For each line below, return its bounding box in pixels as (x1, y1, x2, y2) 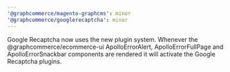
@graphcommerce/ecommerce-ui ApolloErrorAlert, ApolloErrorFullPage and (7, 43, 224, 51)
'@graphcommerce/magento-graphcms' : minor (7, 10, 131, 17)
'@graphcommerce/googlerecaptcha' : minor (7, 16, 128, 23)
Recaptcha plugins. (7, 57, 62, 65)
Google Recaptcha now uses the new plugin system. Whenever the (7, 35, 198, 43)
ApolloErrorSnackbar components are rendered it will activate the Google (7, 49, 215, 58)
